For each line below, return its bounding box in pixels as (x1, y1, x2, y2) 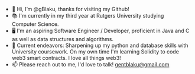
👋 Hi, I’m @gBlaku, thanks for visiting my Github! (11, 6, 130, 12)
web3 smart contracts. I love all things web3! (11, 55, 121, 61)
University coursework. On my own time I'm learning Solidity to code (11, 48, 179, 55)
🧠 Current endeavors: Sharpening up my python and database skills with (11, 42, 188, 49)
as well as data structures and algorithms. (11, 36, 114, 42)
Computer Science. (11, 21, 59, 28)
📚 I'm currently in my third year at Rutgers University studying (11, 12, 164, 19)
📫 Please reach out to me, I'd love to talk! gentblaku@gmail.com (11, 61, 170, 68)
